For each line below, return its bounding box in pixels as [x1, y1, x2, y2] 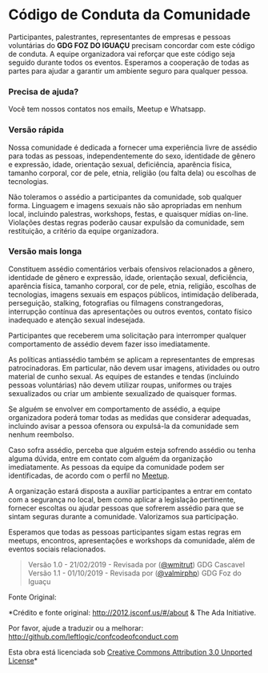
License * [8, 655, 38, 665]
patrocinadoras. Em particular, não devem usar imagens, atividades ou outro [8, 363, 260, 373]
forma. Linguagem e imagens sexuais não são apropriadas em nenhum [8, 200, 242, 210]
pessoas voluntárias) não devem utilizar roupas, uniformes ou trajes [8, 380, 232, 390]
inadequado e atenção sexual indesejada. [8, 314, 146, 325]
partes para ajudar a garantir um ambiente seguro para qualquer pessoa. [8, 66, 248, 75]
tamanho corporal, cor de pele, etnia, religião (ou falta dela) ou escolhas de [8, 168, 257, 178]
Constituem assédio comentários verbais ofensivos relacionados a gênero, [8, 264, 255, 274]
